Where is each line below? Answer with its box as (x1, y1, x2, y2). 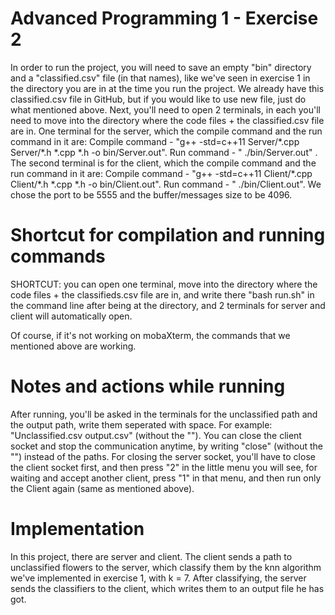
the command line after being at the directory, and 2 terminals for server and (10, 299, 326, 311)
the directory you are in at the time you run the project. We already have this (10, 82, 325, 94)
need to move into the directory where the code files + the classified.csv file (10, 114, 325, 126)
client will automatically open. (10, 310, 133, 322)
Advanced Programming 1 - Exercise (10, 7, 319, 30)
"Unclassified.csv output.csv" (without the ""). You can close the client (10, 429, 302, 441)
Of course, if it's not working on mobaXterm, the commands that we (10, 329, 291, 341)
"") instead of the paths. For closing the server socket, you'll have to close (10, 450, 316, 462)
